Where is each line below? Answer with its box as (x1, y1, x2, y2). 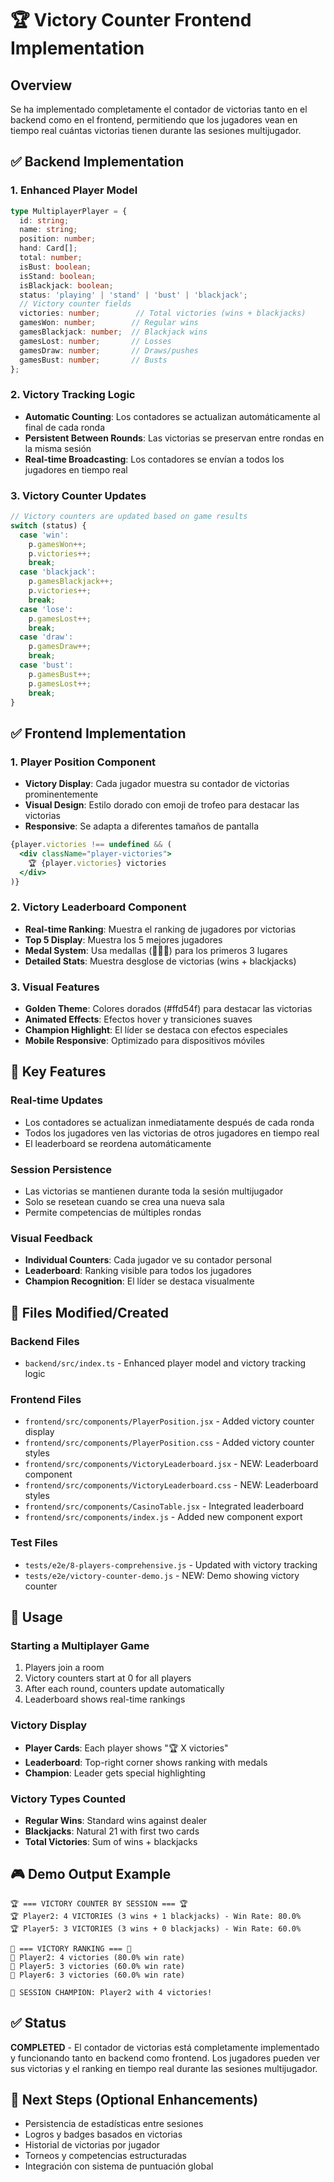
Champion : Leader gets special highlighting (24, 1767, 206, 1779)
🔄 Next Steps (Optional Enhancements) (10, 2091, 259, 2108)
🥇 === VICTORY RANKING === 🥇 (10, 1943, 132, 1954)
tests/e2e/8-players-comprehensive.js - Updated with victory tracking (24, 1558, 318, 1571)
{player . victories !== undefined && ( (10, 840, 172, 850)
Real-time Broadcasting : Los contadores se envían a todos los (24, 453, 285, 465)
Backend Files (10, 1334, 80, 1348)
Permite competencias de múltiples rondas (24, 1207, 202, 1219)
